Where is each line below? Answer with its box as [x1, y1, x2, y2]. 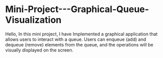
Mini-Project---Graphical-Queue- [5, 4, 149, 15]
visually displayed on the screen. [5, 47, 74, 53]
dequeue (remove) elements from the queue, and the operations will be [5, 41, 153, 47]
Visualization [5, 14, 62, 26]
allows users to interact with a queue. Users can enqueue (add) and [5, 36, 146, 42]
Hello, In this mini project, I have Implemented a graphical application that [5, 31, 158, 37]
